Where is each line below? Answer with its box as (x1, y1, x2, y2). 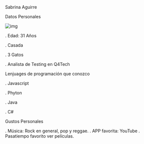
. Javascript (5, 81, 29, 86)
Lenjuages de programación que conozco (5, 71, 90, 77)
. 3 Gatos (5, 52, 24, 58)
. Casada (5, 42, 23, 48)
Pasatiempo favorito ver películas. (5, 133, 74, 139)
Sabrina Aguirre (5, 4, 37, 10)
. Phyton (5, 90, 22, 95)
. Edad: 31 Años (5, 33, 37, 38)
